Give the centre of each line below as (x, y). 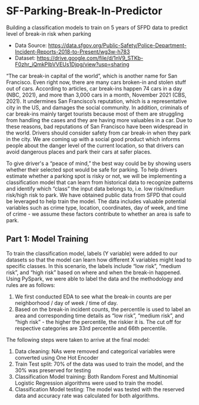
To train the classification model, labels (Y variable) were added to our (92, 253)
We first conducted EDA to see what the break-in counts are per (93, 297)
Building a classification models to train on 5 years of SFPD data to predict (97, 27)
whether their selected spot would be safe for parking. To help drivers (92, 169)
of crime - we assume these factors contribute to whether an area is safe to (99, 214)
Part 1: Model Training (48, 239)
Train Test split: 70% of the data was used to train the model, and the (99, 364)
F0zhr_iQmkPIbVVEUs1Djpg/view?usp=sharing (72, 64)
